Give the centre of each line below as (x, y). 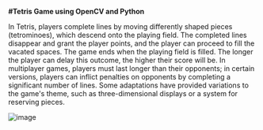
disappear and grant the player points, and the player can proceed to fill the (131, 43)
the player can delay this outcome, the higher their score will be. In (117, 60)
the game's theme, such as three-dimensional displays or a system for (123, 93)
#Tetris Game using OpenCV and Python (76, 11)
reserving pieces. (37, 102)
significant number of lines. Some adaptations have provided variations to (129, 85)
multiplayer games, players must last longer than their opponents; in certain (131, 69)
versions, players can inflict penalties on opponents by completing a (120, 77)
